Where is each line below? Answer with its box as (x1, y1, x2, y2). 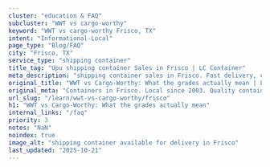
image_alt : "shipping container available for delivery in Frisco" (8, 138, 239, 147)
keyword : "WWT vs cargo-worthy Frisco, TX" (8, 26, 157, 35)
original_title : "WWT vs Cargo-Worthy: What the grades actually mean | (8, 79, 257, 87)
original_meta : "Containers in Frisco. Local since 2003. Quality (8, 86, 235, 95)
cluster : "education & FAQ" (8, 11, 103, 20)
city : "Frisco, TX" (8, 49, 74, 57)
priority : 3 (8, 116, 48, 124)
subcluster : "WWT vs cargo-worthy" (8, 19, 128, 27)
